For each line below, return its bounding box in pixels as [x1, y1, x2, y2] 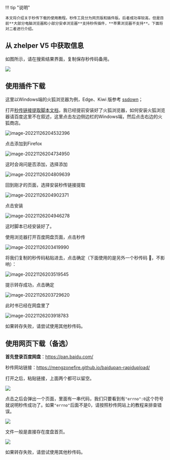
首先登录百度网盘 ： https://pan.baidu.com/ [5, 354, 93, 360]
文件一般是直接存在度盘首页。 [5, 429, 67, 435]
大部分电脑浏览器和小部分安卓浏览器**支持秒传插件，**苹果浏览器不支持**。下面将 [13, 21, 163, 26]
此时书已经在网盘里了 [5, 302, 50, 308]
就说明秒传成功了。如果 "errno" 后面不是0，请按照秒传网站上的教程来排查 [5, 402, 157, 408]
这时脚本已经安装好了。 [5, 223, 54, 229]
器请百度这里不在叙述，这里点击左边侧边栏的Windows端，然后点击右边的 [5, 113, 158, 120]
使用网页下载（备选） [5, 339, 72, 348]
